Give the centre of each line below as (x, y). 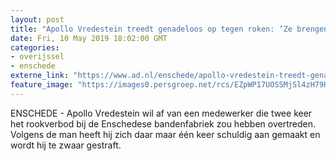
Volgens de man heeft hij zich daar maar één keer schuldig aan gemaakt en (165, 134)
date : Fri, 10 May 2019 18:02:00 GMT (89, 38)
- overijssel (37, 57)
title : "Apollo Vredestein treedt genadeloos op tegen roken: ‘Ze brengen (169, 29)
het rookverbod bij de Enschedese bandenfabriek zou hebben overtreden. (163, 123)
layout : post (37, 19)
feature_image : (42, 85)
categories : (35, 47)
